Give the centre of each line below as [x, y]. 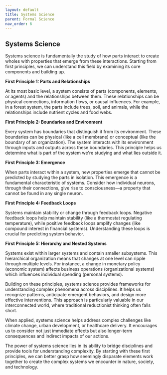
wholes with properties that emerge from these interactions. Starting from [81, 61]
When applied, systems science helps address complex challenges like [78, 320]
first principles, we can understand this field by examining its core [73, 67]
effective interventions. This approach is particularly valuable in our [74, 300]
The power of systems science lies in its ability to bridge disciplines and [79, 346]
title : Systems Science [30, 14]
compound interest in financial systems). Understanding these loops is [78, 229]
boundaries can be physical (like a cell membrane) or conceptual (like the [81, 137]
